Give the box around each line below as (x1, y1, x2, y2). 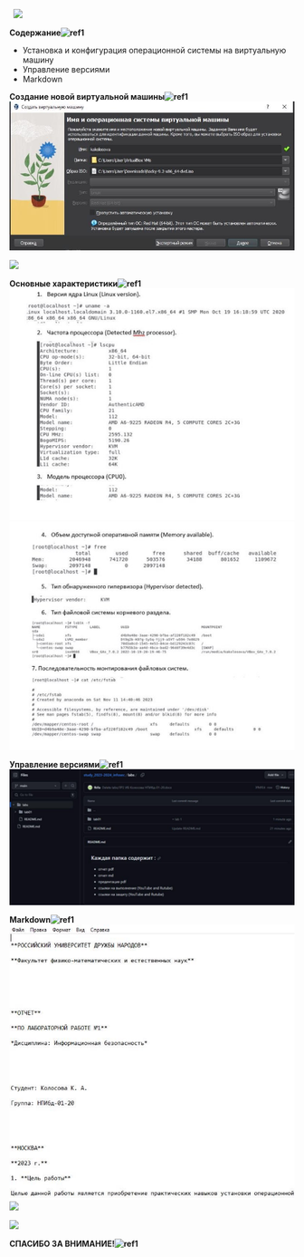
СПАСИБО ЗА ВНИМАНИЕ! (9, 1238, 115, 1249)
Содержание (9, 27, 62, 38)
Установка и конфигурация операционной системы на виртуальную (22, 45, 287, 55)
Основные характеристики (9, 277, 119, 289)
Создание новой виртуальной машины (9, 92, 166, 102)
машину (22, 54, 54, 65)
